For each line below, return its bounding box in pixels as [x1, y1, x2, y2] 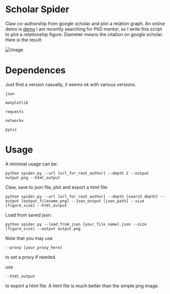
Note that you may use [5, 235, 53, 241]
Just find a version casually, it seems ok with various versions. [5, 81, 136, 87]
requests [5, 109, 24, 114]
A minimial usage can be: [5, 161, 58, 167]
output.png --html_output [5, 175, 60, 180]
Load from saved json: [5, 212, 52, 218]
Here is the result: [5, 37, 43, 43]
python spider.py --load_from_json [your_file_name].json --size [5, 222, 147, 227]
